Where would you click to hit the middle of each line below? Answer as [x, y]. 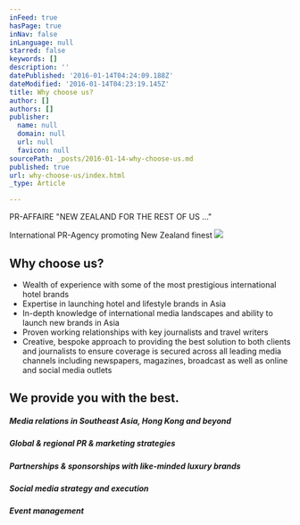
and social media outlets [67, 370]
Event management [47, 511]
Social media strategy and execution [79, 488]
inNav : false [33, 34]
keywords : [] [33, 59]
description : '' [39, 68]
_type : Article [37, 184]
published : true [39, 167]
